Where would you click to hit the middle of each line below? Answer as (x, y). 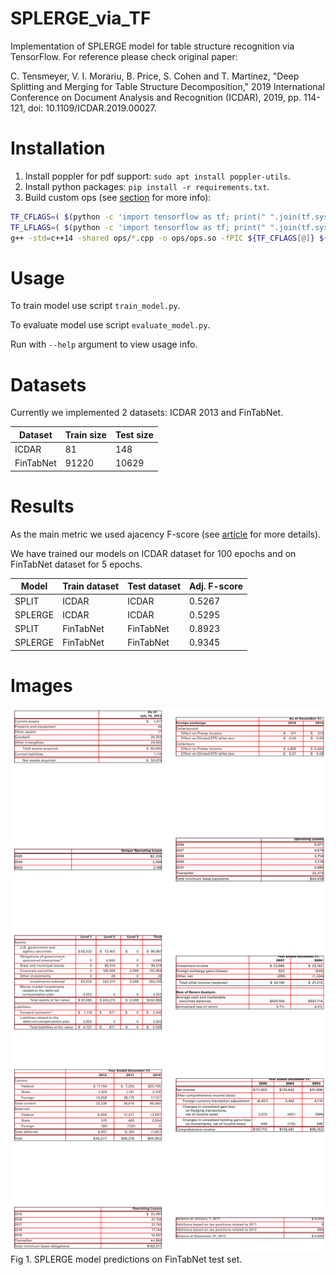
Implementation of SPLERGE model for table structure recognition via (152, 46)
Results (42, 506)
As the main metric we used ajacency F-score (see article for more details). (166, 534)
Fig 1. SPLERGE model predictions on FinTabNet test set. (126, 1259)
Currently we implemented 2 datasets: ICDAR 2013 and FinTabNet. (147, 413)
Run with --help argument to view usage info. (104, 344)
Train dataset (91, 586)
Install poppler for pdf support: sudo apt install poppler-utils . (158, 176)
